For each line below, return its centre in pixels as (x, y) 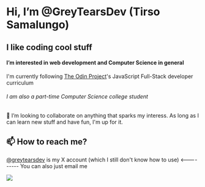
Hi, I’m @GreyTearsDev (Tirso (83, 12)
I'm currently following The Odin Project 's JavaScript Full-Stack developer (100, 76)
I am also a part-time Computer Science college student (77, 97)
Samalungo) (38, 25)
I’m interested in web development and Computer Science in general (95, 63)
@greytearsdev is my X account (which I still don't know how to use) (93, 160)
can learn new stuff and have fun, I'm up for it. (65, 122)
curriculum (20, 83)
